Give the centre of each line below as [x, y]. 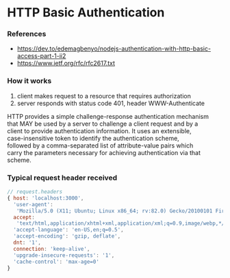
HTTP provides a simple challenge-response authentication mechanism [108, 116]
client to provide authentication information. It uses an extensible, [99, 130]
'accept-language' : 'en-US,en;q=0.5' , [69, 230]
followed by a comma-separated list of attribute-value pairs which [100, 145]
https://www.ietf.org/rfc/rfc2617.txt [66, 64]
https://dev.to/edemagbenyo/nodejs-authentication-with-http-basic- [114, 48]
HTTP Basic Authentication [86, 13]
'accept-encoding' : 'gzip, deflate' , [67, 236]
